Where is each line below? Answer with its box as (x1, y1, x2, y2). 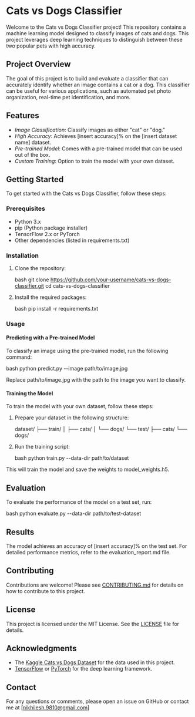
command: (6, 354, 32, 361)
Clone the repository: (14, 264, 66, 271)
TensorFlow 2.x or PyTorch (14, 230, 80, 237)
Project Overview (6, 59, 71, 69)
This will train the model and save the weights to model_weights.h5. (6, 466, 169, 473)
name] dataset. (14, 139, 52, 146)
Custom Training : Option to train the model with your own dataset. (14, 157, 175, 164)
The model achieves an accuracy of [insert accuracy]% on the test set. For (6, 542, 187, 550)
